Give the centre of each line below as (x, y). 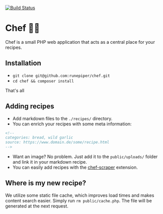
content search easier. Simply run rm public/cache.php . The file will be (79, 200)
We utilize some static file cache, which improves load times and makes (80, 195)
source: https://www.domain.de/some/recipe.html (57, 142)
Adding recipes (30, 106)
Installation (23, 63)
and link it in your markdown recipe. (50, 162)
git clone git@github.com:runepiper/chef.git (61, 76)
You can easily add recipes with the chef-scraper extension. (75, 167)
